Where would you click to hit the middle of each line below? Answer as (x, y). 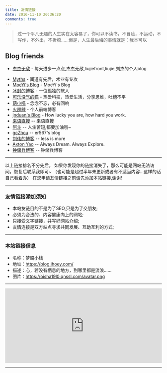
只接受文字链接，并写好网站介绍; (46, 221)
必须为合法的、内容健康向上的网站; (48, 215)
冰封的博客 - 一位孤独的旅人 (41, 91)
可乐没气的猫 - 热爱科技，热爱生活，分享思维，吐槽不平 (69, 97)
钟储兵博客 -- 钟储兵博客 (38, 150)
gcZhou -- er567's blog (36, 133)
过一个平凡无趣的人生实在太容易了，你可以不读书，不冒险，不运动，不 (89, 34)
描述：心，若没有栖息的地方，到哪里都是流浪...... (62, 270)
